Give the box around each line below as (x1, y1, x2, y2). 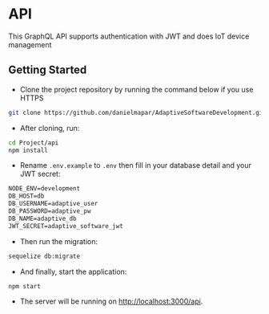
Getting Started (8, 63, 87, 77)
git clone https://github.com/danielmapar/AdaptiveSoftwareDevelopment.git (8, 108, 267, 116)
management (8, 39, 52, 49)
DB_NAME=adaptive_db (8, 214, 78, 222)
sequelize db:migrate (8, 252, 81, 260)
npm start (8, 282, 42, 290)
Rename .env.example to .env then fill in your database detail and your (19, 161, 252, 170)
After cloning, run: (19, 123, 80, 133)
